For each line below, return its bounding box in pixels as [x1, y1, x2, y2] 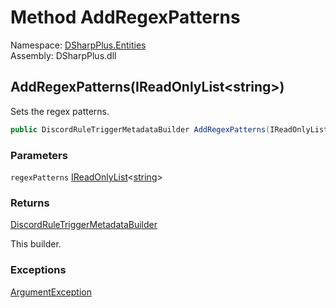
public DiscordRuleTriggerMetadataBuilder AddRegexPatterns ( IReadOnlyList [10, 124, 329, 135]
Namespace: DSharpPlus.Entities [10, 39, 147, 51]
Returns [10, 196, 50, 210]
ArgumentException [10, 286, 92, 298]
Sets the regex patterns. [10, 105, 110, 117]
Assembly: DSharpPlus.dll [10, 49, 117, 61]
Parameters [10, 148, 68, 162]
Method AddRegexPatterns [10, 6, 241, 29]
